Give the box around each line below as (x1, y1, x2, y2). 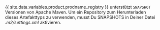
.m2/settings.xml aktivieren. (5, 19, 62, 25)
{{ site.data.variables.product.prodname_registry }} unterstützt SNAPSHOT (5, 4, 151, 10)
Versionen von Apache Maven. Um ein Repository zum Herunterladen (5, 9, 146, 15)
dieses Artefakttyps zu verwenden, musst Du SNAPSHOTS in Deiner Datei (5, 15, 155, 20)
